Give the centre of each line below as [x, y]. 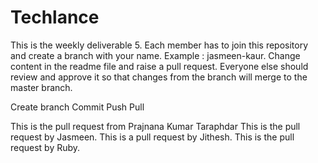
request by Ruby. [45, 147]
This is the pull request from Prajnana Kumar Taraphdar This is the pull [155, 126]
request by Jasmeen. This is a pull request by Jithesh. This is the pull [152, 137]
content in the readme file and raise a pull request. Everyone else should [159, 66]
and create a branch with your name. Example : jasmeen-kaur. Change [155, 55]
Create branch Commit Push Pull [77, 107]
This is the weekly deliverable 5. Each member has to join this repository [159, 45]
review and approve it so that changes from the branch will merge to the [159, 77]
